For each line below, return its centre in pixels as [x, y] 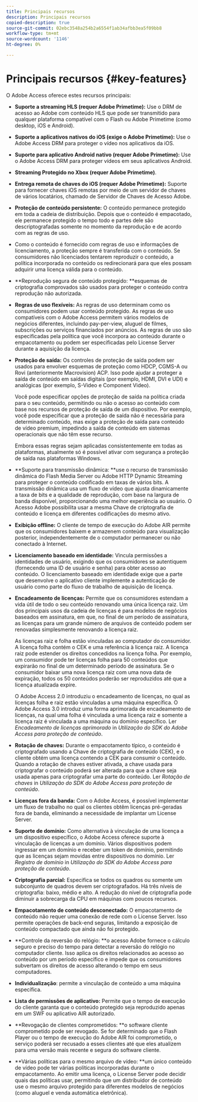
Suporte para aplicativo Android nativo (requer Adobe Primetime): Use [103, 155]
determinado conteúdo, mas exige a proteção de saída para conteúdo [99, 421]
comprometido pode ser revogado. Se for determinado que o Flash [96, 1031]
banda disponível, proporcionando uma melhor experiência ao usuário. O [103, 501]
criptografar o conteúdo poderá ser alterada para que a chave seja [95, 770]
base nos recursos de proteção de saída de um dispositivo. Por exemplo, [103, 409]
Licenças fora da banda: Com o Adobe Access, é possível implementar [101, 800]
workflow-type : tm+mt [33, 34]
